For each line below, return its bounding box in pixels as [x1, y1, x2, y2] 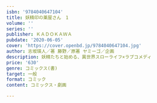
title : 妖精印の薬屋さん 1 [6, 15, 69, 21]
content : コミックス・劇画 [6, 82, 67, 88]
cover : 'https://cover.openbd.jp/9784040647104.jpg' [6, 43, 142, 49]
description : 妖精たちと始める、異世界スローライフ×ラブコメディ [6, 54, 152, 60]
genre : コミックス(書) [6, 65, 58, 71]
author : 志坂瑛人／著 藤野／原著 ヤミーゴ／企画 [6, 48, 115, 55]
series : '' [6, 25, 34, 32]
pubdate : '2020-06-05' [6, 37, 63, 43]
